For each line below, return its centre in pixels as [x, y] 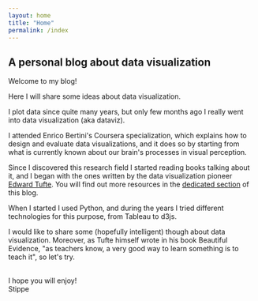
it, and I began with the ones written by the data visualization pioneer [120, 176]
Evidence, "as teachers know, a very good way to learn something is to [123, 249]
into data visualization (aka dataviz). [67, 120]
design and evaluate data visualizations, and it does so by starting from [124, 144]
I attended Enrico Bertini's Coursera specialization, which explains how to [127, 136]
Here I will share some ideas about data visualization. [95, 96]
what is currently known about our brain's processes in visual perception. [127, 152]
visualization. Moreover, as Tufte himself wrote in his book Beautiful [118, 240]
